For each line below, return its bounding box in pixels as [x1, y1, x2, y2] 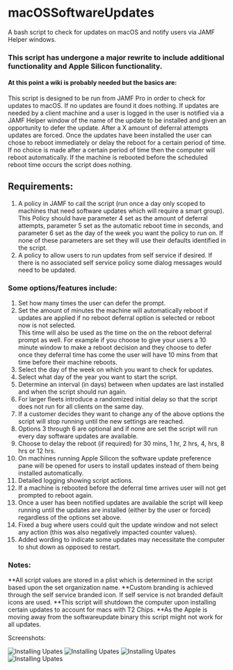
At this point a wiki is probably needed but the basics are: [8, 79, 177, 87]
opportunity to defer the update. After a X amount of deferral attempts [8, 124, 209, 132]
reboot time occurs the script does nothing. [8, 161, 133, 169]
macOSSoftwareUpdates [8, 5, 155, 21]
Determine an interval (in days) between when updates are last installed [17, 381, 225, 389]
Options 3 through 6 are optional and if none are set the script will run [17, 424, 218, 433]
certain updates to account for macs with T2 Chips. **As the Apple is [8, 605, 208, 614]
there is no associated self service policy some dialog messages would [17, 258, 222, 266]
